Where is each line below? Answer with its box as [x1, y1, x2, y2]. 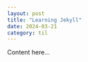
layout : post [7, 10, 45, 17]
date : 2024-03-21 [7, 23, 58, 30]
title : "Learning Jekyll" [7, 17, 82, 23]
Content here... [7, 48, 51, 56]
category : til [7, 29, 49, 37]
